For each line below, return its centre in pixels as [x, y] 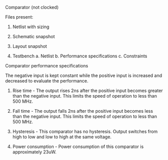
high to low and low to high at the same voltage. [62, 137]
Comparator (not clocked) [32, 7]
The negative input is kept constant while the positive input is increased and [84, 75]
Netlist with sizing [31, 27]
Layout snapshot [30, 46]
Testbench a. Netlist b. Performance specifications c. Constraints [80, 56]
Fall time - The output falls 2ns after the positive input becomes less [83, 111]
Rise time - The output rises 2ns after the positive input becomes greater [88, 91]
